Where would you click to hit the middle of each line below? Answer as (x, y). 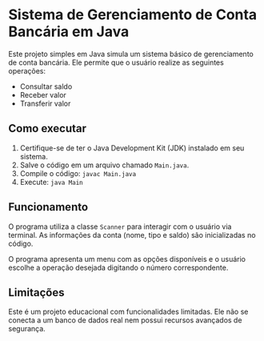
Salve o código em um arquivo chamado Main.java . (104, 165)
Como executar (47, 128)
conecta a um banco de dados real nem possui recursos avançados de (125, 320)
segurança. (27, 329)
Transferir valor (45, 103)
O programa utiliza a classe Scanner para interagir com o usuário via (120, 227)
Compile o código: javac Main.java (78, 173)
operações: (27, 70)
